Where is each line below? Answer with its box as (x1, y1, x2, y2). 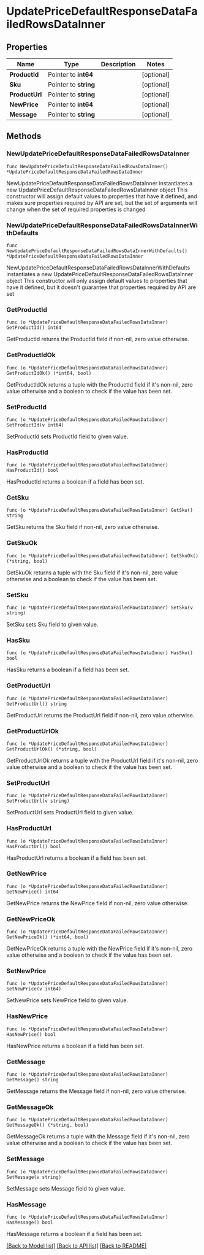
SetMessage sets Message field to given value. (6, 1184, 126, 1192)
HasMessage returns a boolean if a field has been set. (6, 1230, 143, 1237)
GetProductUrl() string (6, 701, 67, 707)
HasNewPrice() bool (6, 1031, 56, 1038)
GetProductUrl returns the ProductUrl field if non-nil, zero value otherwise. (6, 711, 195, 719)
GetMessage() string (6, 1077, 59, 1083)
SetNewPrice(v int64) (6, 986, 62, 992)
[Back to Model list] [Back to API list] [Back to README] (6, 1241, 147, 1249)
